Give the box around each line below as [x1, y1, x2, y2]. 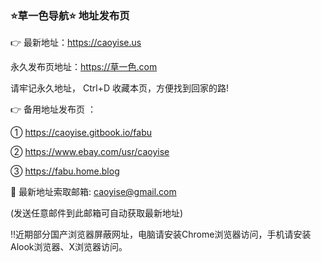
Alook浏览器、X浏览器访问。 [10, 241, 128, 253]
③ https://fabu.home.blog [10, 165, 120, 177]
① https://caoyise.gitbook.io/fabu [10, 127, 153, 139]
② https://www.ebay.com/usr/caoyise [10, 146, 170, 158]
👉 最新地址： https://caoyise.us [10, 37, 142, 49]
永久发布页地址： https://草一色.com [10, 61, 158, 73]
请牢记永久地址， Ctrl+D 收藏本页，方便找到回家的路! [10, 82, 229, 94]
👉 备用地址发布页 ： [10, 103, 97, 116]
